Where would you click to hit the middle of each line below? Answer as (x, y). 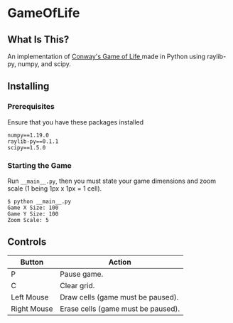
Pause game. (82, 274)
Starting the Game (40, 165)
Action (120, 262)
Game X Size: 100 (33, 208)
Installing (28, 86)
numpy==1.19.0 (28, 135)
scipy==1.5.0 (27, 147)
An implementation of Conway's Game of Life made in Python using (107, 56)
